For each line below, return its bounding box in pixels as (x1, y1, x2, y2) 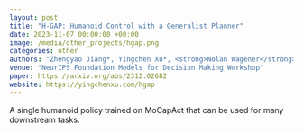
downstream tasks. (9, 114, 80, 125)
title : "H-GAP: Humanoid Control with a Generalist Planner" (9, 22, 244, 31)
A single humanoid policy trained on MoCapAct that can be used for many (9, 104, 284, 115)
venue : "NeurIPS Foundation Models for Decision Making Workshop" (9, 64, 264, 73)
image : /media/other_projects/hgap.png (9, 38, 160, 48)
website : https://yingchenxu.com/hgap (9, 80, 155, 89)
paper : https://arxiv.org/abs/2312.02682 (9, 72, 168, 81)
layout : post (9, 13, 59, 22)
